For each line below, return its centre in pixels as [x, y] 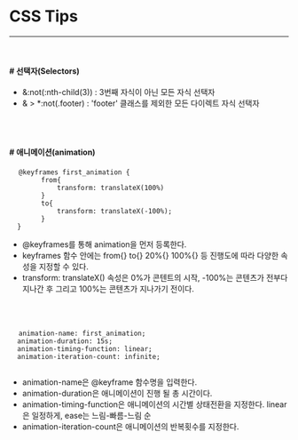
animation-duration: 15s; [65, 341]
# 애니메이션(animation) [52, 152]
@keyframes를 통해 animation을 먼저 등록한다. [104, 244]
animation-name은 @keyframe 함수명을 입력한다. [110, 382]
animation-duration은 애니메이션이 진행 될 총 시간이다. [117, 394]
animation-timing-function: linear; [85, 349]
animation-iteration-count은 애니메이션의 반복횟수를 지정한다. [130, 427]
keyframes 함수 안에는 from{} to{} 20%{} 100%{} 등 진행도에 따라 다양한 [150, 256]
